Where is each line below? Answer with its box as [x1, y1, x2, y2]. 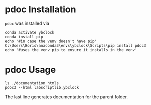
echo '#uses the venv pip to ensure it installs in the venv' [5, 47, 137, 52]
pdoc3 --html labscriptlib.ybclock [5, 85, 79, 90]
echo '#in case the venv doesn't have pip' [5, 39, 97, 44]
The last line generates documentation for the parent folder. [5, 94, 128, 100]
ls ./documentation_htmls [5, 80, 59, 86]
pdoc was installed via [5, 20, 50, 26]
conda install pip [5, 34, 43, 39]
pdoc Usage [5, 64, 56, 76]
